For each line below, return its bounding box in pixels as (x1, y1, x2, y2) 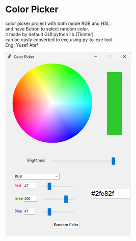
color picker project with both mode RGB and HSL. (5, 20, 111, 26)
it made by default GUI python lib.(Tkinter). (5, 31, 95, 37)
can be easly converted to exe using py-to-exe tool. (5, 37, 114, 43)
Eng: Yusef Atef (5, 42, 38, 48)
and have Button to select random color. (5, 25, 89, 32)
